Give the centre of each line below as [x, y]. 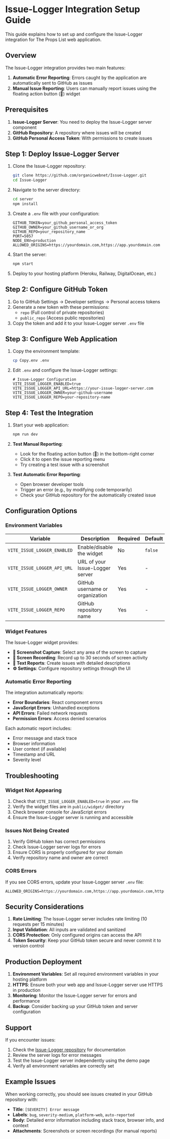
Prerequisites [27, 110]
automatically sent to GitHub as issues [52, 83]
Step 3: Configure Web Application [61, 339]
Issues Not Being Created [37, 830]
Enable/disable [95, 547]
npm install [25, 204]
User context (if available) [39, 749]
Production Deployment [44, 962]
